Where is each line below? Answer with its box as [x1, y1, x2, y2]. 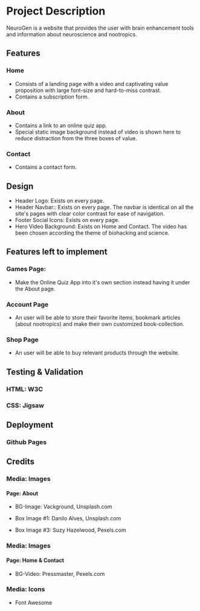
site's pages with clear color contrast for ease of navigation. [15, 210, 165, 217]
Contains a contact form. [15, 163, 77, 171]
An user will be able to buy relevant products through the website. [15, 349, 179, 356]
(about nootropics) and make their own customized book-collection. [15, 321, 184, 328]
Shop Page [6, 335, 39, 344]
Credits [6, 457, 35, 467]
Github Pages [6, 437, 47, 446]
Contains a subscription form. [15, 93, 89, 100]
